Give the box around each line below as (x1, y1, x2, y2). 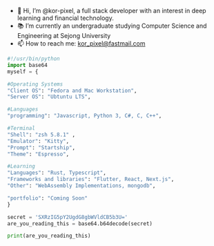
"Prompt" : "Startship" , (7, 144, 76, 151)
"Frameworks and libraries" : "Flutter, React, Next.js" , (7, 176, 175, 183)
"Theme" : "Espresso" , (7, 151, 70, 158)
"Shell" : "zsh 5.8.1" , (7, 131, 76, 138)
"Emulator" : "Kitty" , (7, 138, 70, 144)
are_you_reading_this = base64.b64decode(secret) (7, 220, 153, 227)
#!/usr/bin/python (7, 55, 60, 62)
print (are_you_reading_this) (7, 232, 91, 240)
